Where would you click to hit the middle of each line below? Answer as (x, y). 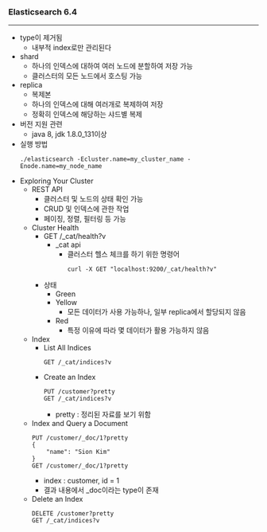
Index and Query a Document (80, 424)
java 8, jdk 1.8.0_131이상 (69, 135)
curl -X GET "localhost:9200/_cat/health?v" (142, 269)
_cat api (68, 244)
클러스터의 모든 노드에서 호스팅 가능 (87, 76)
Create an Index (70, 377)
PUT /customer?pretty (79, 392)
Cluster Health (55, 228)
